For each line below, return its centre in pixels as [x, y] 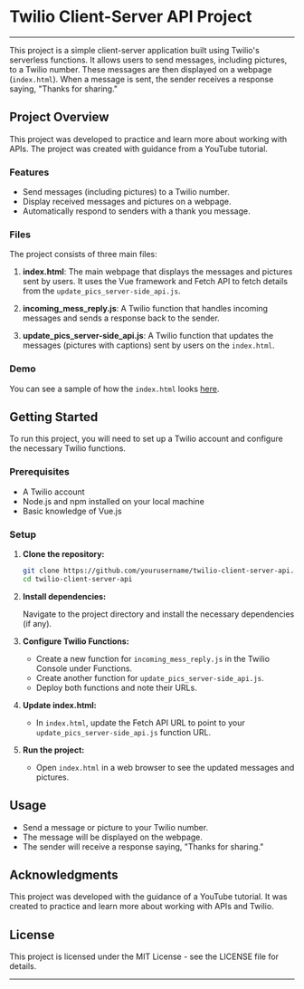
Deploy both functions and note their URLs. [116, 687]
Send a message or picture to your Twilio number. [115, 827]
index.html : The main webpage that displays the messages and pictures [157, 272]
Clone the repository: [63, 554]
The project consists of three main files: [84, 254]
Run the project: [53, 750]
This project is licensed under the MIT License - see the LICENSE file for [144, 956]
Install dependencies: [64, 596]
